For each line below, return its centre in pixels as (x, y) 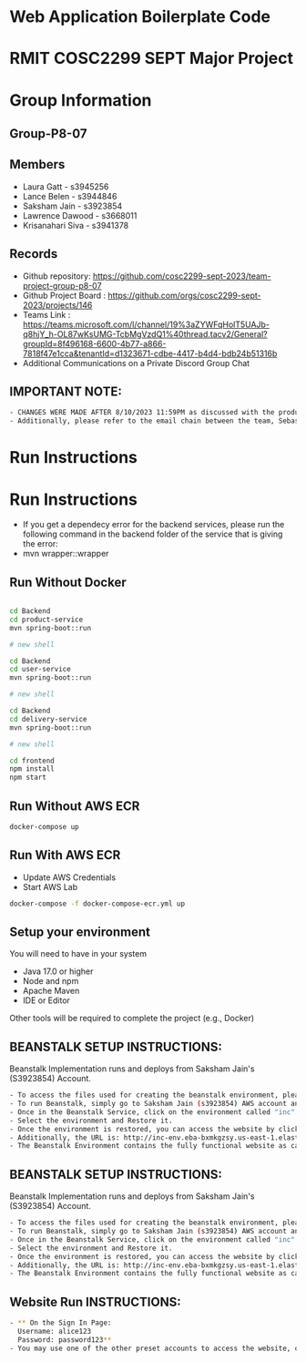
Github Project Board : (64, 295)
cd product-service (46, 620)
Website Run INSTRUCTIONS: (95, 1301)
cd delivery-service (49, 719)
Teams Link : (46, 314)
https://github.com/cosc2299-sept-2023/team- (182, 276)
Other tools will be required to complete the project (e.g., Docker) (132, 1019)
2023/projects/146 (57, 305)
